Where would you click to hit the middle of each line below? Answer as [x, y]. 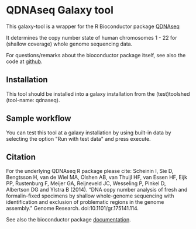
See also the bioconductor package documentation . [69, 220]
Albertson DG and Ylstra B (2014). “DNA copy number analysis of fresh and [97, 190]
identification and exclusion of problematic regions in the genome [85, 202]
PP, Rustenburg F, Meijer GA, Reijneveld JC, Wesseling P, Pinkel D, [86, 183]
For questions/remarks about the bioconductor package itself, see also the [96, 55]
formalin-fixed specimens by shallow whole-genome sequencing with [90, 196]
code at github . [24, 61]
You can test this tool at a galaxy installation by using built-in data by [89, 133]
